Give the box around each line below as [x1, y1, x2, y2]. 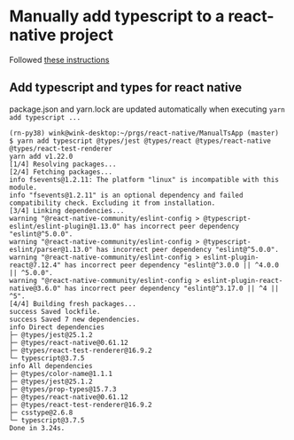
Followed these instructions [9, 54, 110, 65]
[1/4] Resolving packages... [9, 160, 117, 169]
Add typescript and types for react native [9, 80, 242, 95]
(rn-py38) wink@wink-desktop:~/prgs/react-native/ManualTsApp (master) [9, 129, 279, 137]
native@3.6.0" [9, 284, 62, 293]
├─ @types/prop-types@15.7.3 [9, 384, 117, 394]
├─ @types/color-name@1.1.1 [9, 369, 113, 378]
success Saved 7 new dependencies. [9, 315, 141, 324]
